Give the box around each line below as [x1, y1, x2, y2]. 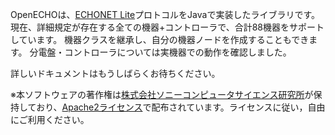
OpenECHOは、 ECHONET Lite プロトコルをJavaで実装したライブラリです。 [10, 9, 320, 20]
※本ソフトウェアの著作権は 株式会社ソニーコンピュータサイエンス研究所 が [10, 89, 314, 100]
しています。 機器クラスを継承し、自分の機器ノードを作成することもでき [10, 34, 310, 45]
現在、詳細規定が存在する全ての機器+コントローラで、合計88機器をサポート [10, 21, 325, 33]
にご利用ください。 [10, 114, 90, 125]
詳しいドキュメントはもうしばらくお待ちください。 [10, 68, 221, 79]
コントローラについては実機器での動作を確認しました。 [64, 46, 292, 58]
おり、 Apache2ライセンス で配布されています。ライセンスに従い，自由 [36, 101, 326, 113]
